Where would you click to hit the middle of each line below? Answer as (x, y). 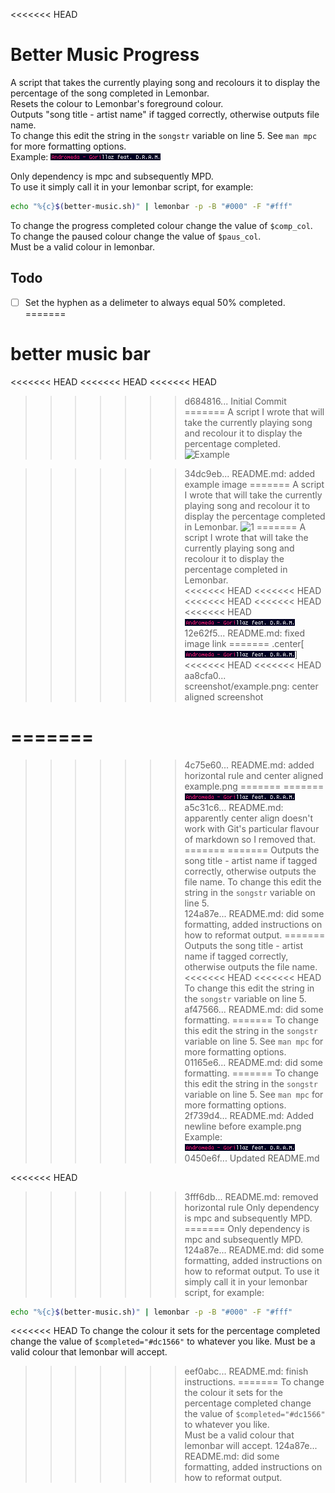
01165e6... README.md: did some (253, 1062)
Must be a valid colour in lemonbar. (82, 246)
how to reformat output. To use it (252, 1271)
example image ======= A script (254, 484)
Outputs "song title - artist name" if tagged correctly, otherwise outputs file (165, 114)
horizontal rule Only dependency (252, 1207)
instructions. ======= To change (254, 1382)
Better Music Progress (105, 55)
